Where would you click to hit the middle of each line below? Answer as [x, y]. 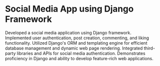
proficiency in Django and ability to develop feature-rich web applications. [79, 58]
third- [149, 48]
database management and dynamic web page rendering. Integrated [74, 48]
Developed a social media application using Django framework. [68, 33]
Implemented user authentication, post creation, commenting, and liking [77, 38]
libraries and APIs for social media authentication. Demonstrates [81, 53]
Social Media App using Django [69, 9]
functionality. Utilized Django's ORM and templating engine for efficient [76, 43]
